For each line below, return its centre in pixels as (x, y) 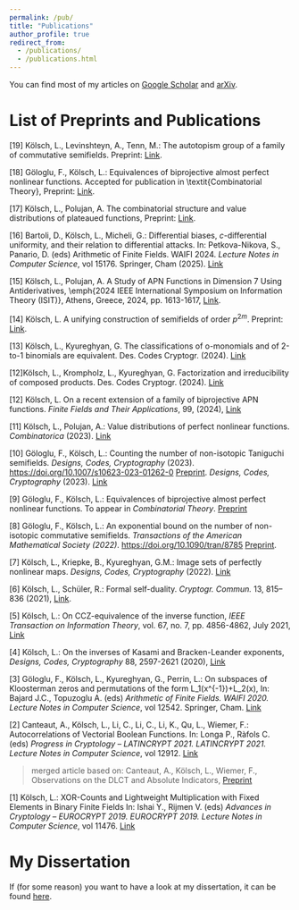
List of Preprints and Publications (135, 121)
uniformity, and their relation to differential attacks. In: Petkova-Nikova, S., (145, 244)
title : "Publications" (51, 26)
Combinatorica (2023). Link (60, 435)
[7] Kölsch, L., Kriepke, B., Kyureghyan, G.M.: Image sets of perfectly (136, 562)
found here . (30, 896)
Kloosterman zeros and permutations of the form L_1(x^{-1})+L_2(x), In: (140, 688)
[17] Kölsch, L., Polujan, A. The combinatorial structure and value (128, 208)
